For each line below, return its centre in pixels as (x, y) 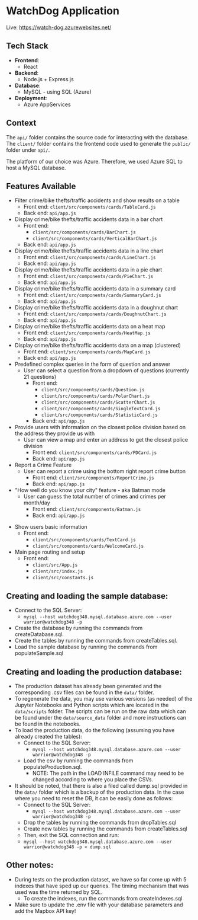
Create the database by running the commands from (79, 628)
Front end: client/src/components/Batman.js (87, 509)
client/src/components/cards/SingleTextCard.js (101, 409)
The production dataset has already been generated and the (88, 686)
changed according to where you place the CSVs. (93, 780)
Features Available (41, 186)
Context (21, 123)
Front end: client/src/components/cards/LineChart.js (90, 257)
